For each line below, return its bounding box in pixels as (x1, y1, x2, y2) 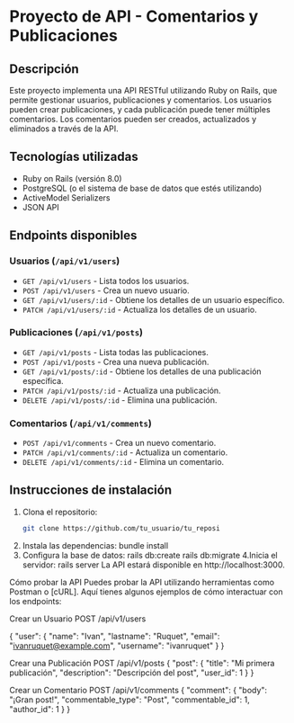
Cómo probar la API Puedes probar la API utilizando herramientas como (9, 576, 275, 587)
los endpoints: (9, 595, 62, 606)
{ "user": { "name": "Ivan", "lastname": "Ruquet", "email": (9, 630, 220, 641)
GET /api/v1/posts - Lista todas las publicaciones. (22, 346, 209, 357)
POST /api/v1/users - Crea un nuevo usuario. (22, 285, 191, 296)
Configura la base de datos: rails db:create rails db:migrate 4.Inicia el (22, 549, 279, 560)
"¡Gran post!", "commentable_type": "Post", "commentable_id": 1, (9, 694, 250, 705)
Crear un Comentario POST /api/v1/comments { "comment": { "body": (9, 684, 268, 695)
